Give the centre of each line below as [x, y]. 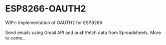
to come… [16, 37]
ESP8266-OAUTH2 [46, 9]
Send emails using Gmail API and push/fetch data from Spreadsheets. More [83, 32]
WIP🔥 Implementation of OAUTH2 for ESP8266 [54, 22]
